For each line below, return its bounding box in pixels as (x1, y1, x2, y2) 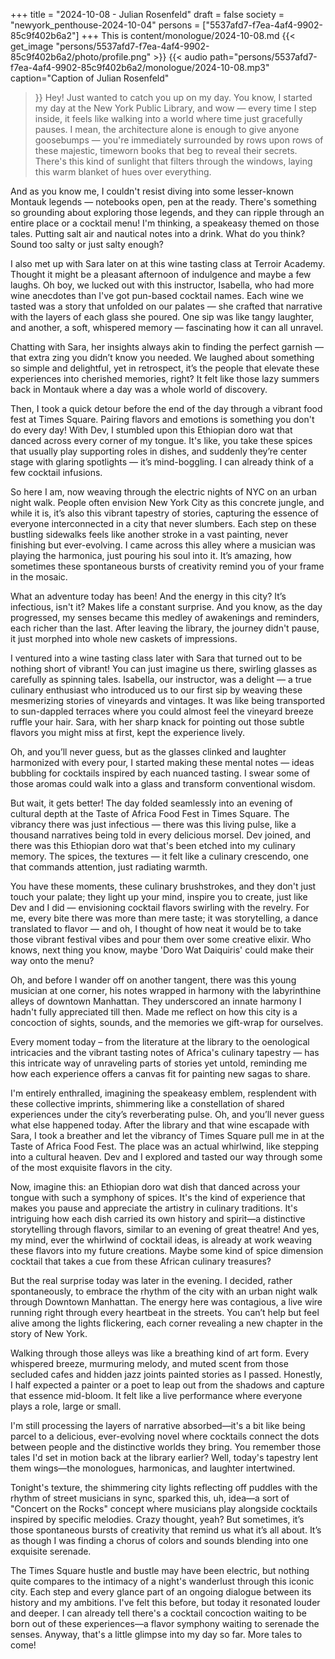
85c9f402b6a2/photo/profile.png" (10, 51, 152, 63)
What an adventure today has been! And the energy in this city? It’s (10, 590, 287, 602)
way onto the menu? (10, 955, 95, 966)
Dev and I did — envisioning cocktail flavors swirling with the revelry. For (10, 902, 310, 913)
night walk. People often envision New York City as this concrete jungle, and (10, 497, 325, 508)
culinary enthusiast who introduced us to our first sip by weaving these (10, 684, 303, 696)
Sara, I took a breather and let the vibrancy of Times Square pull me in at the (10, 1130, 325, 1141)
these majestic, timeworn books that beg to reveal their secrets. (34, 145, 298, 156)
